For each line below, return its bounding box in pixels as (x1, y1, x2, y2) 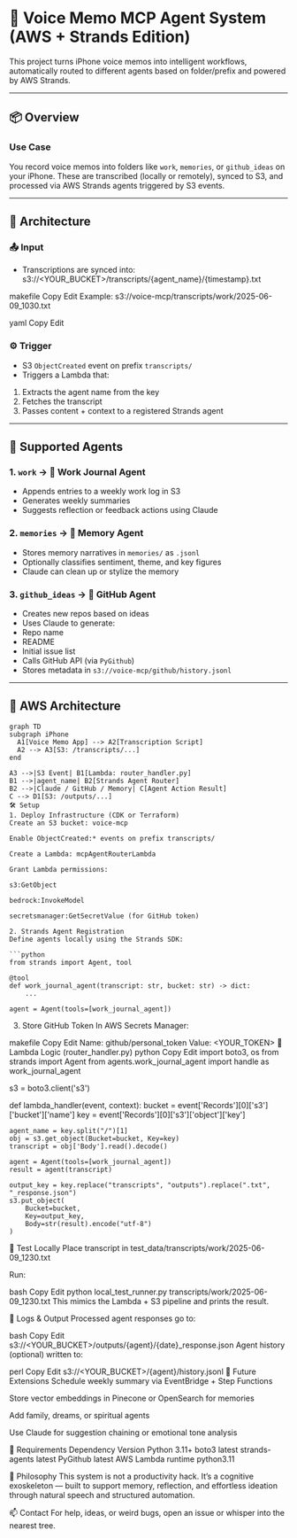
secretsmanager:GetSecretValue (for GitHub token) (9, 912, 200, 920)
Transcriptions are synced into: (21, 265, 135, 276)
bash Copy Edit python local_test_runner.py (9, 1286, 168, 1297)
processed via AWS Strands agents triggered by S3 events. (9, 180, 225, 190)
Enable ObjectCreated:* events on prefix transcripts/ (9, 834, 216, 843)
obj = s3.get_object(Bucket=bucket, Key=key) (9, 1134, 179, 1143)
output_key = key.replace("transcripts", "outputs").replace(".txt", (9, 1180, 271, 1190)
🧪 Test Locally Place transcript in (9, 1242, 129, 1253)
